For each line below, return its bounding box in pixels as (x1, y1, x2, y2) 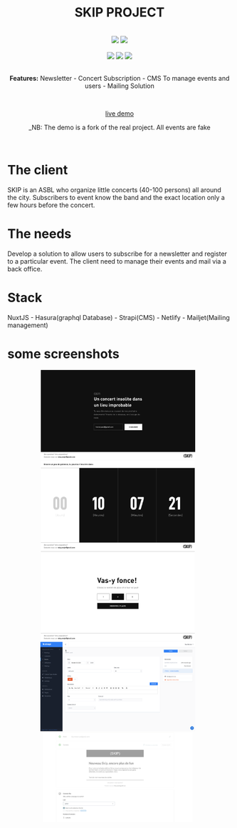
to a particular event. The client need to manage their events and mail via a (7, 256, 226, 265)
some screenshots (7, 346, 120, 361)
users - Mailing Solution (85, 81, 154, 90)
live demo (105, 109, 134, 118)
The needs (7, 226, 72, 242)
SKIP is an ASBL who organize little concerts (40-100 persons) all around (7, 185, 222, 194)
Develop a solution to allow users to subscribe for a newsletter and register (7, 249, 228, 258)
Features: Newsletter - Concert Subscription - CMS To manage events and (9, 74, 230, 82)
